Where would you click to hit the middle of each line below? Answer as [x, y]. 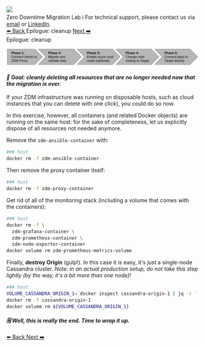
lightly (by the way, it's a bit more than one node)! [69, 275]
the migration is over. [34, 83]
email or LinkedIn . [29, 24]
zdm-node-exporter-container [49, 244]
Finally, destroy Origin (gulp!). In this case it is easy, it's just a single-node [100, 263]
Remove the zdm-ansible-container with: [58, 140]
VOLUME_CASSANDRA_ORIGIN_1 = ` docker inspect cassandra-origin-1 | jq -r [99, 294]
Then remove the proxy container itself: [56, 171]
